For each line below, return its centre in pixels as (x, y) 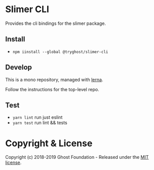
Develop (18, 68)
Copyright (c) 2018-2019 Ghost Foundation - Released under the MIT (77, 157)
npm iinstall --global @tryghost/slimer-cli (60, 52)
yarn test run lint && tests (40, 123)
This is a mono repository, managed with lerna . (54, 79)
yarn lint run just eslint (37, 117)
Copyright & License (49, 143)
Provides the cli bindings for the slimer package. (56, 23)
